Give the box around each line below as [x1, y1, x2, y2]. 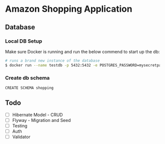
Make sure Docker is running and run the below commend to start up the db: [5, 48, 160, 54]
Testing [12, 122, 28, 128]
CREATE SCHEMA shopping [5, 85, 54, 90]
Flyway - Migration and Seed [12, 117, 71, 123]
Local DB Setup [5, 38, 43, 45]
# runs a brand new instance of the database [5, 58, 100, 63]
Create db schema [5, 74, 50, 81]
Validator [12, 134, 30, 140]
